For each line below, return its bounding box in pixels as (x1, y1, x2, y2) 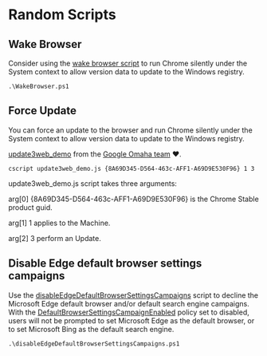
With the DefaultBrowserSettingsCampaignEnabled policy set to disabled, (8, 307, 249, 317)
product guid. (8, 202, 53, 212)
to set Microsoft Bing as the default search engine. (8, 324, 175, 334)
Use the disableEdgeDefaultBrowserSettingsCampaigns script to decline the (8, 290, 259, 300)
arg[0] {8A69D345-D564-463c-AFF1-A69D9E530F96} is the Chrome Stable (8, 194, 259, 204)
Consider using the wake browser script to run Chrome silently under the (8, 58, 248, 68)
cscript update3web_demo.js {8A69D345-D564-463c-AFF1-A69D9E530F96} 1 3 (8, 164, 255, 172)
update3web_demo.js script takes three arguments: (8, 178, 178, 188)
